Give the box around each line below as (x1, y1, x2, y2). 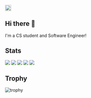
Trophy (5, 75, 28, 83)
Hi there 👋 (5, 20, 36, 28)
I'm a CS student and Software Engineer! (5, 32, 87, 39)
